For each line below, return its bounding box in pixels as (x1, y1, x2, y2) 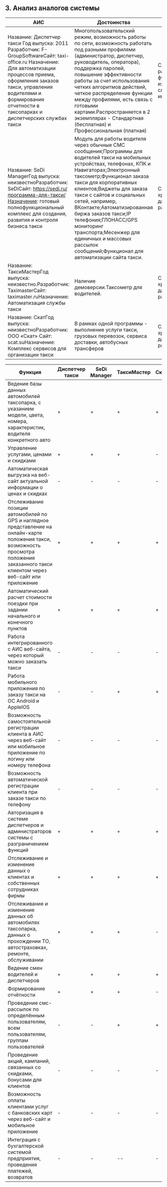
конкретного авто (7, 436, 51, 443)
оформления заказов (7, 77, 59, 84)
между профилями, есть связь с (74, 96, 153, 103)
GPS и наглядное (7, 517, 49, 524)
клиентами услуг (7, 1103, 49, 1110)
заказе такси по (7, 794, 46, 801)
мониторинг (74, 222, 104, 229)
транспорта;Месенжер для (74, 229, 140, 236)
